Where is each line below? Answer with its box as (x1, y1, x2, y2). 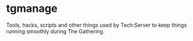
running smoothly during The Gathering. (6, 27, 105, 34)
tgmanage (6, 2, 58, 15)
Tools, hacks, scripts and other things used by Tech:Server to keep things (6, 21, 187, 29)
